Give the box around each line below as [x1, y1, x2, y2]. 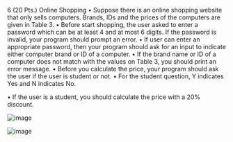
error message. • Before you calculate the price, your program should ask [7, 65, 219, 73]
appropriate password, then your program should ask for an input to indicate [7, 43, 226, 51]
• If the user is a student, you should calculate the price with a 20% [7, 93, 200, 101]
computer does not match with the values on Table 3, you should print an [7, 57, 217, 65]
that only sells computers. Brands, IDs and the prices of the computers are [7, 13, 220, 21]
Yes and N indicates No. [7, 80, 77, 87]
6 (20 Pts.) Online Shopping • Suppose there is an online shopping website [7, 6, 223, 14]
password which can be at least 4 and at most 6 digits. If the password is [7, 28, 217, 36]
